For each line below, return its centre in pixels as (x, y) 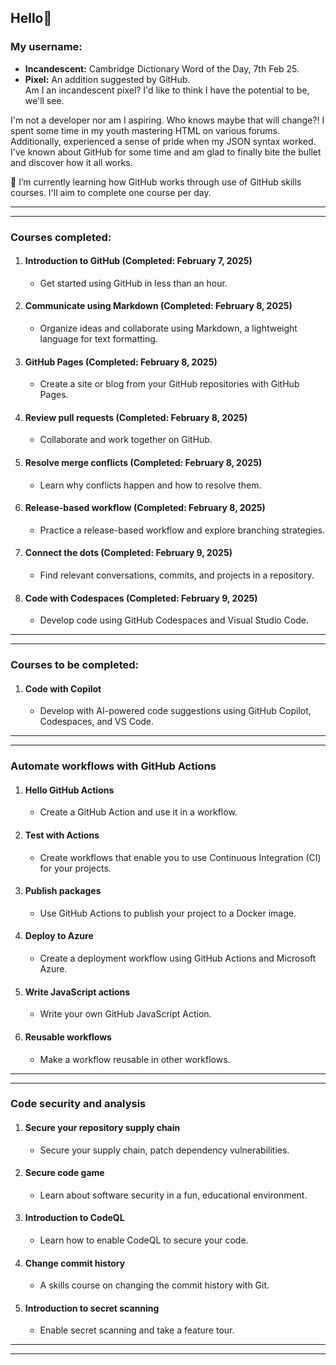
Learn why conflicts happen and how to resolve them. (150, 485)
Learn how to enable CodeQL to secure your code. (144, 1240)
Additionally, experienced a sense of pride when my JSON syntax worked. (163, 141)
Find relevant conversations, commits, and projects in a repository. (177, 575)
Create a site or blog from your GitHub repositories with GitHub (169, 384)
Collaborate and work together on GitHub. (126, 440)
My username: (46, 47)
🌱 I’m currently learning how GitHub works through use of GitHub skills (156, 182)
